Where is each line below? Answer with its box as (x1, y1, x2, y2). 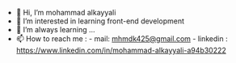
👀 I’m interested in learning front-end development (15, 16, 184, 26)
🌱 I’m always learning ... (15, 25, 95, 34)
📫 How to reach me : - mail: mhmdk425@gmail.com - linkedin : (15, 34, 228, 44)
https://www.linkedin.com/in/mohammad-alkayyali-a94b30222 (15, 45, 226, 55)
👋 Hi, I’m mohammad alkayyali (15, 8, 116, 17)
